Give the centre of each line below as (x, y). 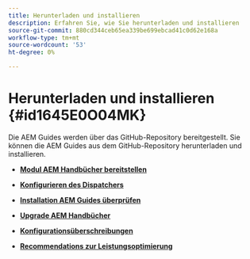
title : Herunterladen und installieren (74, 15)
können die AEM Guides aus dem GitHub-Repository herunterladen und (125, 145)
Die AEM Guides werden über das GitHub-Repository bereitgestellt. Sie (124, 137)
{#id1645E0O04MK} (77, 115)
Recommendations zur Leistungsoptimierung (96, 246)
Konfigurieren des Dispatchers (72, 185)
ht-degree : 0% (32, 52)
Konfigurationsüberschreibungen (76, 230)
